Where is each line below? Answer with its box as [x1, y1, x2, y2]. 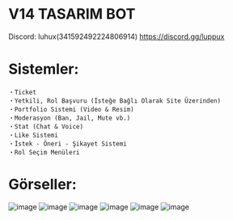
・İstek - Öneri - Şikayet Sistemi [8, 139, 127, 148]
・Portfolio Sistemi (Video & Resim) [8, 105, 135, 113]
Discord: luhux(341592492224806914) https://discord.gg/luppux [8, 32, 225, 41]
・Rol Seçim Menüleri [8, 148, 80, 156]
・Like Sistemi [8, 131, 58, 139]
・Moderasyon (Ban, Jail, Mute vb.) [8, 114, 131, 122]
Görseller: [8, 176, 77, 194]
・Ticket [8, 88, 36, 96]
